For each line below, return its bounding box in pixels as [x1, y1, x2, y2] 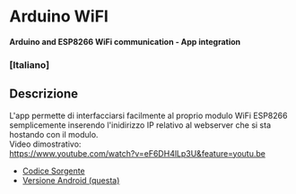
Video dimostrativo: [9, 139, 82, 149]
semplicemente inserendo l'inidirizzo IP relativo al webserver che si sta [9, 119, 272, 131]
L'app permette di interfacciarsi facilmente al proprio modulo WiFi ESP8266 [9, 110, 288, 121]
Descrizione [9, 87, 79, 102]
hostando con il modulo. [9, 129, 99, 139]
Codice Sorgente [22, 165, 85, 176]
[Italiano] [9, 58, 50, 71]
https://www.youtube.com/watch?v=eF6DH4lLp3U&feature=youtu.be [9, 148, 266, 158]
